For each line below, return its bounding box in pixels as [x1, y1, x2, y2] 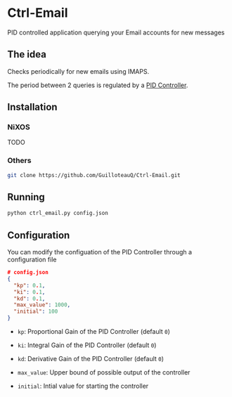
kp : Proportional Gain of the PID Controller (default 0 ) [17, 327, 171, 336]
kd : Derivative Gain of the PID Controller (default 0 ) [17, 355, 164, 363]
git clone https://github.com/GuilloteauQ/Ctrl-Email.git [7, 171, 181, 178]
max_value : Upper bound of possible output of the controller [17, 368, 191, 377]
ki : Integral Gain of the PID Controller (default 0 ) [17, 341, 157, 349]
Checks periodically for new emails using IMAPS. [7, 67, 150, 75]
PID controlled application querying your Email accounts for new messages [7, 28, 225, 37]
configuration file [7, 255, 57, 264]
